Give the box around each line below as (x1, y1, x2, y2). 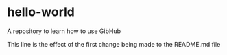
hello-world (7, 4, 75, 20)
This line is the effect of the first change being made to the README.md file (7, 40, 221, 48)
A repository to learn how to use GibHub (7, 27, 121, 35)
